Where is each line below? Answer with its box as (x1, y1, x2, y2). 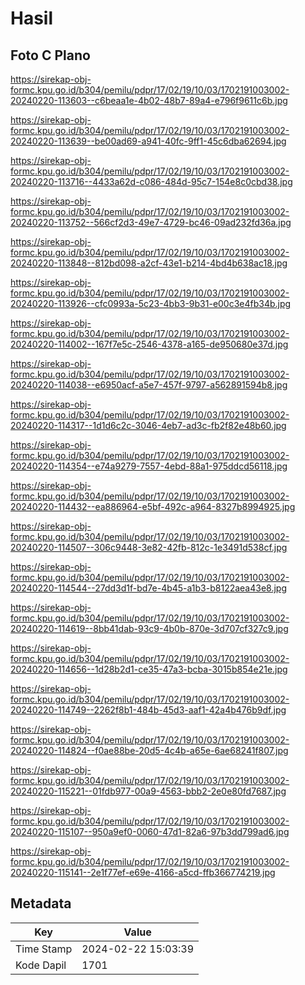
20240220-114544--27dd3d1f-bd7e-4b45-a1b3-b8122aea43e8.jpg (10, 582, 288, 594)
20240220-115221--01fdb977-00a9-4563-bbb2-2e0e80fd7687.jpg (10, 785, 287, 797)
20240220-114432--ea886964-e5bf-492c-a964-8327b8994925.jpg (10, 501, 296, 512)
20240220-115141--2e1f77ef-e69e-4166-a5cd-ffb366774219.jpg (10, 867, 276, 878)
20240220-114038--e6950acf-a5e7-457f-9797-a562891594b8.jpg (10, 379, 288, 391)
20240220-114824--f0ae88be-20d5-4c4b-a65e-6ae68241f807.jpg (10, 745, 289, 756)
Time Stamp (15, 942, 73, 956)
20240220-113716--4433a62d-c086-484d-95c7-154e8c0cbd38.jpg (10, 176, 293, 187)
